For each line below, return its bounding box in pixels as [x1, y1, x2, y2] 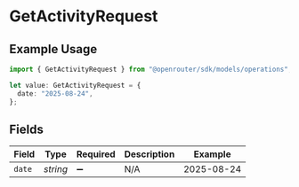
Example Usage [9, 42, 98, 57]
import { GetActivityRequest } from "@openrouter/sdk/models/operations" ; [9, 65, 293, 74]
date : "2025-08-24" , [17, 89, 93, 98]
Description [124, 148, 175, 160]
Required [76, 148, 116, 160]
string [43, 163, 69, 175]
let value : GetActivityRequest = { [9, 81, 141, 90]
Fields [9, 121, 44, 136]
